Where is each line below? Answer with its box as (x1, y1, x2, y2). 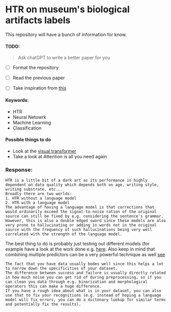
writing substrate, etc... (5, 187, 63, 192)
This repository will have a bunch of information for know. (5, 31, 127, 37)
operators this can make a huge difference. (5, 284, 102, 289)
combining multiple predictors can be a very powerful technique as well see (5, 252, 165, 258)
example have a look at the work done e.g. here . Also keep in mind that (5, 246, 155, 252)
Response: (5, 166, 33, 173)
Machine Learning (12, 119, 51, 126)
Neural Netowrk (12, 114, 47, 120)
